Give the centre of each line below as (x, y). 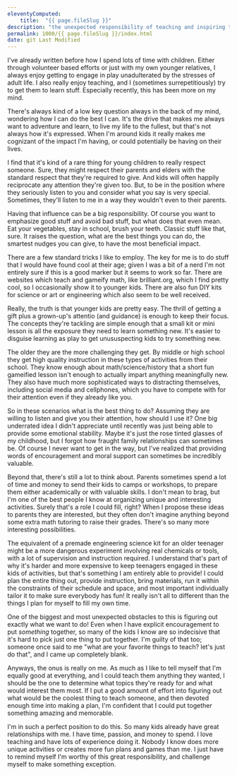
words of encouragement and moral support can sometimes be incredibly (114, 456)
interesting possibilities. (42, 529)
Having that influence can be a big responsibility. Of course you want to (111, 214)
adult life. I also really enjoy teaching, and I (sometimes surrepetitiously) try (116, 83)
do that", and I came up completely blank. (68, 654)
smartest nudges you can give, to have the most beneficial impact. (104, 244)
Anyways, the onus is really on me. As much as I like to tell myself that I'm (115, 668)
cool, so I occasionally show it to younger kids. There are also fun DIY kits (115, 287)
